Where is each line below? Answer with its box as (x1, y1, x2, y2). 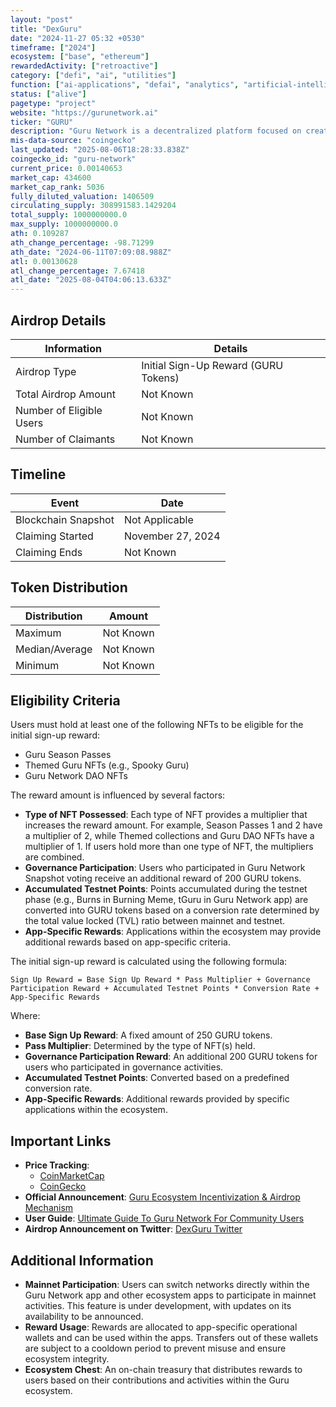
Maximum (15, 626, 62, 640)
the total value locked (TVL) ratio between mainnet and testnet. (24, 915, 286, 927)
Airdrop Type (15, 364, 77, 378)
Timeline (10, 466, 67, 483)
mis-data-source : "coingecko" (10, 136, 137, 146)
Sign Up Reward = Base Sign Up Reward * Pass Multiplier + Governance (10, 975, 311, 985)
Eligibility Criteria (10, 692, 121, 709)
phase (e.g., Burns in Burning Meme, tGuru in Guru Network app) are (24, 894, 309, 906)
